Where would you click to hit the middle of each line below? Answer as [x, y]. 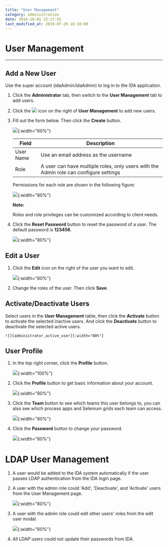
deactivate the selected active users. [43, 326]
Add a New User [31, 73]
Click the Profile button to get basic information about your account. [83, 383]
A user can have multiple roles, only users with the [100, 166]
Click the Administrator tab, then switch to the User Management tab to [87, 95]
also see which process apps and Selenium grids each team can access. [87, 408]
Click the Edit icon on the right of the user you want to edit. [73, 268]
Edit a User [22, 256]
